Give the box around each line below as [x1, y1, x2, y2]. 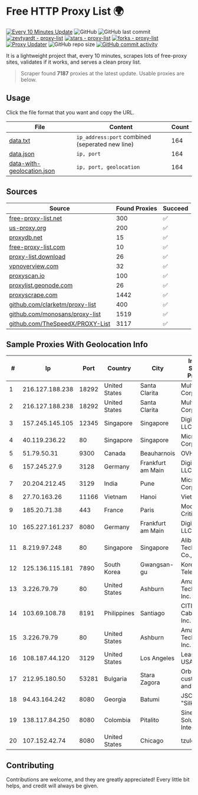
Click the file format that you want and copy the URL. [6, 108, 134, 116]
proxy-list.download [9, 252, 66, 260]
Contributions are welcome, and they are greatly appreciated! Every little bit [6, 776, 190, 783]
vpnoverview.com [9, 262, 59, 270]
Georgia [104, 695, 127, 704]
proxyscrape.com [9, 291, 58, 299]
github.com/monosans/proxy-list [9, 310, 101, 318]
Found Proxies [115, 204, 157, 212]
